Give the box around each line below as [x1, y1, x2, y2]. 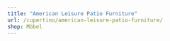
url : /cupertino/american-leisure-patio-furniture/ [7, 17, 163, 24]
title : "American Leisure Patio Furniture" [7, 10, 138, 17]
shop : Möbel [7, 23, 42, 30]
